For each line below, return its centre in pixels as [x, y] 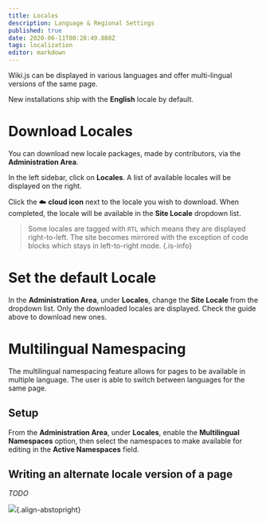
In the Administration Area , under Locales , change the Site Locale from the [133, 300]
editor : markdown [37, 53]
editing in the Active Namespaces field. [74, 449]
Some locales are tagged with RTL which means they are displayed [137, 229]
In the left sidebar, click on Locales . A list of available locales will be [119, 177]
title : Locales [33, 16]
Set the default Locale [82, 278]
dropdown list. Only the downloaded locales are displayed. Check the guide [132, 308]
